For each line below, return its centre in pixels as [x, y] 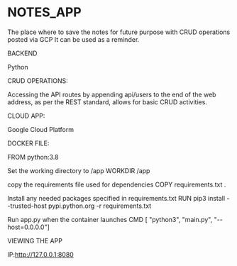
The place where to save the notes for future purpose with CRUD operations [119, 32]
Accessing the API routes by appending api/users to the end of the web [112, 94]
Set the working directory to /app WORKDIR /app [79, 170]
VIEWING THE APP [35, 240]
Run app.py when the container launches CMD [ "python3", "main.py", [110, 219]
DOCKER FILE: [28, 143]
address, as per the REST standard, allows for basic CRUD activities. [108, 102]
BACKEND [22, 53]
